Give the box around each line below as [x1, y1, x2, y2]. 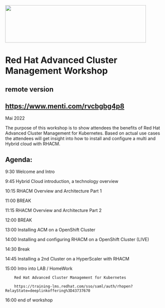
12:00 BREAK [5, 217, 32, 223]
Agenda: [5, 155, 32, 164]
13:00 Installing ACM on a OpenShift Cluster [5, 227, 96, 233]
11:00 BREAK [5, 197, 31, 204]
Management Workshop [5, 65, 108, 76]
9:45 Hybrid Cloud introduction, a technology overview [5, 178, 118, 184]
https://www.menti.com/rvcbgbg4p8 [5, 102, 124, 110]
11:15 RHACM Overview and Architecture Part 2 [5, 207, 102, 213]
